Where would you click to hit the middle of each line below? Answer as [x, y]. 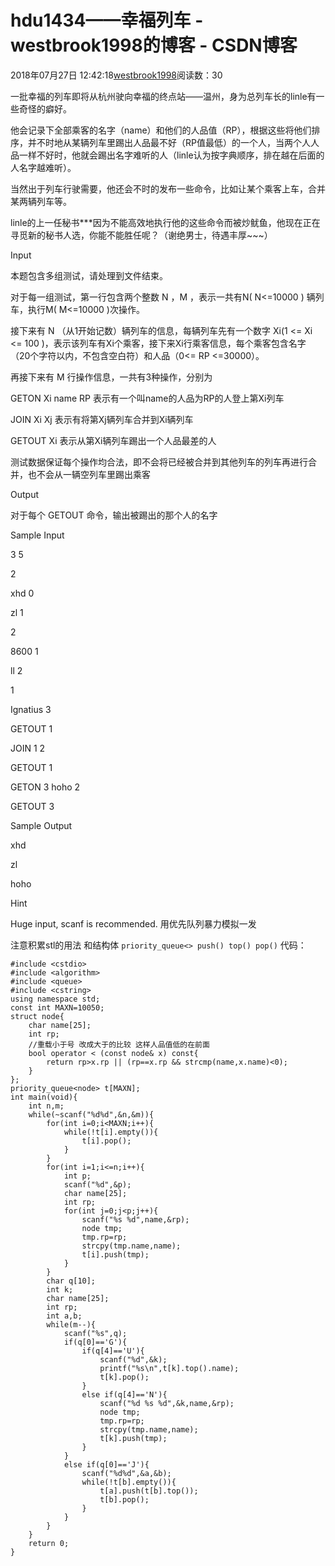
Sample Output [41, 825]
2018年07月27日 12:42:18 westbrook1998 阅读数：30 [116, 75]
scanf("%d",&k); [133, 1359]
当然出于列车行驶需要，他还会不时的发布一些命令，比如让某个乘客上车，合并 [168, 188]
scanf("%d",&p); [97, 1184]
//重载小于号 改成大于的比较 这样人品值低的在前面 [119, 1044]
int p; [77, 1176]
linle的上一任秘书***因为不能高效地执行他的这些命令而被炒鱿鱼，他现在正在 [165, 222]
